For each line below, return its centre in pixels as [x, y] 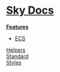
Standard [17, 56]
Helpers [16, 50]
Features [17, 27]
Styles [14, 62]
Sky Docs [30, 10]
